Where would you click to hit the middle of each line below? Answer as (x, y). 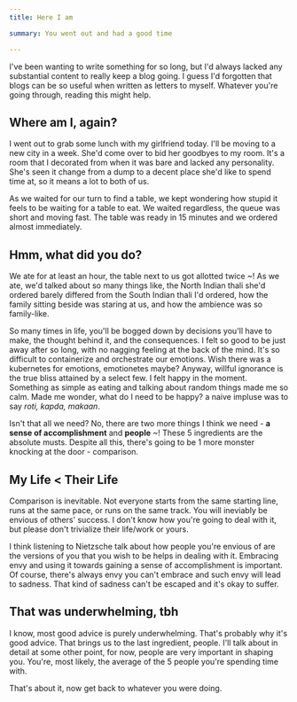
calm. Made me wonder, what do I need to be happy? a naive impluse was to (149, 397)
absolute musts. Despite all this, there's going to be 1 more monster (132, 442)
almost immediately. (46, 227)
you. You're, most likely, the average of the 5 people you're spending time (144, 661)
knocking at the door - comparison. (74, 452)
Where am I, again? (63, 122)
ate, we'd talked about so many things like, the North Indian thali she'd (137, 285)
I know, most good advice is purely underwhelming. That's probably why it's (148, 633)
